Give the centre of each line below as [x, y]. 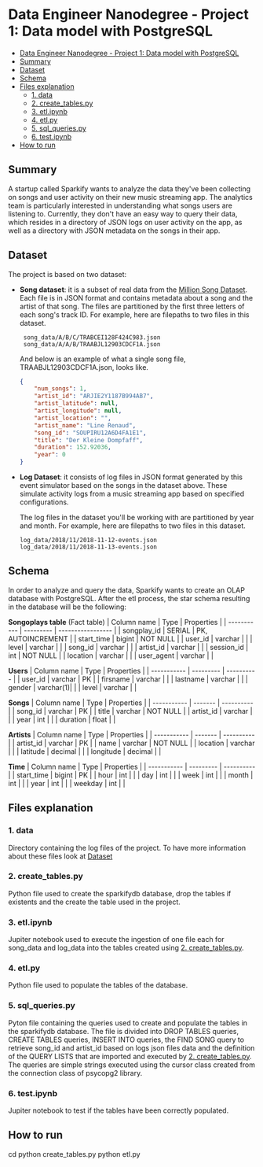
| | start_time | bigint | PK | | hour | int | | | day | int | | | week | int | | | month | [131, 775]
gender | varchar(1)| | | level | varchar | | [73, 687]
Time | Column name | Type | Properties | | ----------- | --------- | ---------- [132, 766]
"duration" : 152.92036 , [73, 447]
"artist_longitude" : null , [78, 411]
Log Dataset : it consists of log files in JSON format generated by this [131, 477]
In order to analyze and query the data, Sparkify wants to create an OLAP [127, 590]
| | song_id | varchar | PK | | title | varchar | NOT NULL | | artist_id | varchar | [130, 711]
